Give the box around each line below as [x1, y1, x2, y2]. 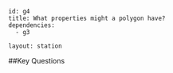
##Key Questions [8, 56, 65, 65]
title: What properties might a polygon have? [8, 14, 166, 22]
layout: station [8, 42, 62, 50]
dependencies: [8, 21, 56, 29]
